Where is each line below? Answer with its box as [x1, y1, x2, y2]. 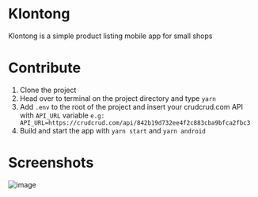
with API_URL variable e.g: [19, 110, 105, 120]
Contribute [8, 59, 82, 77]
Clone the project [19, 85, 77, 95]
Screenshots [8, 154, 94, 172]
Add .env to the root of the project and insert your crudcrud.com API [19, 102, 244, 111]
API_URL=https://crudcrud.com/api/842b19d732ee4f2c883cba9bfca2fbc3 [19, 118, 251, 127]
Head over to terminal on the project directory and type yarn [19, 93, 216, 103]
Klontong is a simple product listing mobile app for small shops [8, 31, 213, 41]
